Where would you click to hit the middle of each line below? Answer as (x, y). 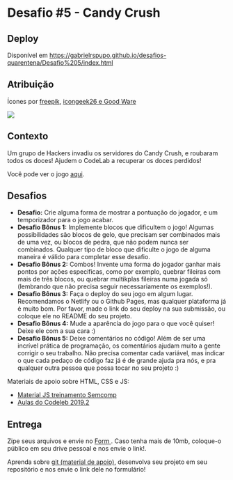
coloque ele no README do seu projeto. (74, 316)
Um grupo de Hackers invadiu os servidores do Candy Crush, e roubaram (113, 153)
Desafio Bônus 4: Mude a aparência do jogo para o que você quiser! (116, 324)
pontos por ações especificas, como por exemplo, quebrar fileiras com (119, 272)
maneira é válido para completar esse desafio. (84, 257)
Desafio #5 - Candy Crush (84, 13)
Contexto (28, 136)
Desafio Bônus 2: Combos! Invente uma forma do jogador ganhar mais (119, 264)
